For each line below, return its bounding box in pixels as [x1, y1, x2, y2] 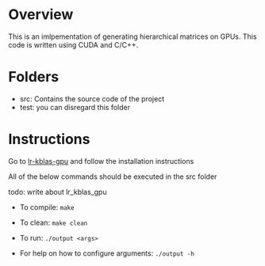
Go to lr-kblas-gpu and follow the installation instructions [8, 156, 194, 165]
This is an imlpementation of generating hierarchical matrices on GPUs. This [8, 32, 257, 41]
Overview [8, 6, 74, 24]
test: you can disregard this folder [19, 102, 131, 112]
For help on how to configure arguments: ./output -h [19, 248, 194, 258]
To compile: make [19, 202, 75, 211]
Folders [8, 68, 60, 86]
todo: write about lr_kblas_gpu [8, 187, 107, 196]
